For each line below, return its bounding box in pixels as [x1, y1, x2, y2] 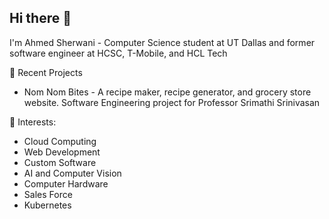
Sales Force [23, 188, 73, 200]
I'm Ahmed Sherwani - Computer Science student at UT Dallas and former [9, 36, 316, 48]
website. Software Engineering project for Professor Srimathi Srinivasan [23, 96, 321, 108]
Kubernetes [23, 199, 72, 211]
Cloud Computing [23, 135, 97, 147]
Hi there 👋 [9, 10, 72, 27]
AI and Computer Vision [23, 167, 122, 179]
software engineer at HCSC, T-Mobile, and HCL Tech [9, 47, 228, 59]
